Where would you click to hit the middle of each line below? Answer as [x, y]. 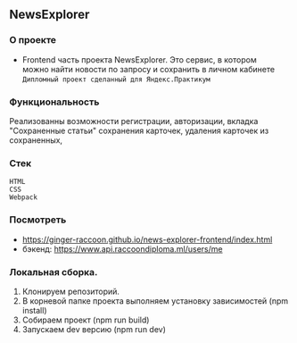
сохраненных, [36, 140]
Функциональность [54, 102]
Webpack [24, 197]
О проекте [33, 40]
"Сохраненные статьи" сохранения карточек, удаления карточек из [139, 130]
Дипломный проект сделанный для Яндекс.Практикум [116, 79]
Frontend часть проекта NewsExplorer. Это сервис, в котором [139, 59]
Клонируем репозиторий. [71, 291]
